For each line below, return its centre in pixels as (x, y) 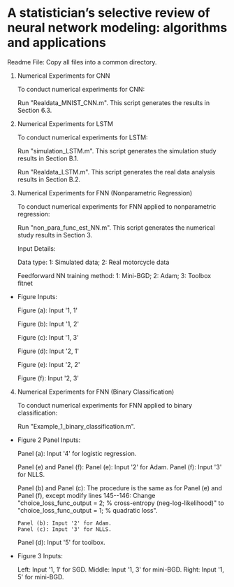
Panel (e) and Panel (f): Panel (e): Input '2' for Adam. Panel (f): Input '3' (119, 467)
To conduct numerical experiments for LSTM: (82, 137)
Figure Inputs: (37, 296)
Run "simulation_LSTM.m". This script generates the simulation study (117, 151)
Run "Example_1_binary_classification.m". (76, 426)
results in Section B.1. (48, 158)
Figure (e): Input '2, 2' (49, 364)
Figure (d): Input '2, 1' (48, 351)
